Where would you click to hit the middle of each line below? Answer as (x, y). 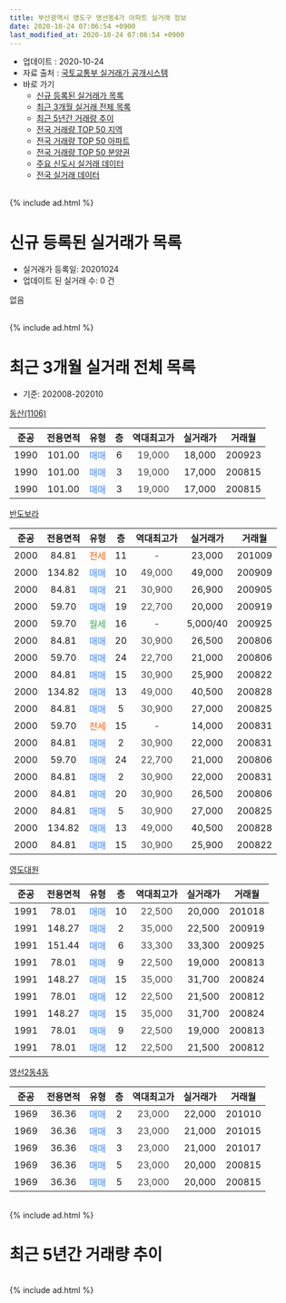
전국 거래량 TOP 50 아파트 (83, 141)
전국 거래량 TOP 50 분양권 (83, 153)
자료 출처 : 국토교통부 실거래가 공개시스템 (95, 73)
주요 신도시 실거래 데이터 (80, 163)
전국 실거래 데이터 (68, 175)
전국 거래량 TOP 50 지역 (79, 130)
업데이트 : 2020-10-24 (63, 62)
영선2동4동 (30, 1072)
